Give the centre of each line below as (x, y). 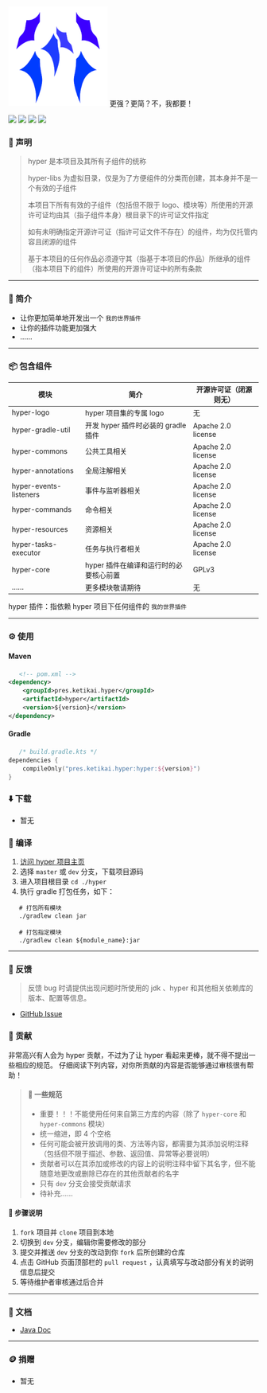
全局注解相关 (106, 470)
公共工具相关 (106, 451)
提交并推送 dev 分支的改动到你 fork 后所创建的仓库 (102, 1252)
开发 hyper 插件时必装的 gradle (135, 425)
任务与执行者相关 (113, 549)
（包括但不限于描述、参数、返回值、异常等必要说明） (127, 1153)
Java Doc (35, 1330)
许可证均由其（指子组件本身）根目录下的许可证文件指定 (118, 215)
